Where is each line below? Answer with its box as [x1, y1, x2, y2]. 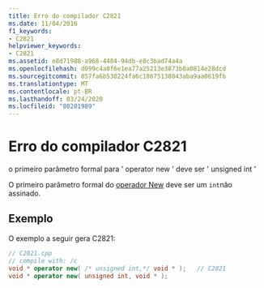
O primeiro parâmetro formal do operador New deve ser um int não [8, 180, 233, 190]
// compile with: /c [8, 256, 79, 264]
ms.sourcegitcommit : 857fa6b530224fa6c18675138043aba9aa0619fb [8, 72, 227, 80]
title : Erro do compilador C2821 [8, 11, 121, 20]
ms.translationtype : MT [8, 80, 89, 88]
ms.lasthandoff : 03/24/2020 [8, 95, 104, 103]
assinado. [8, 188, 41, 199]
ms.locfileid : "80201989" [8, 102, 96, 110]
